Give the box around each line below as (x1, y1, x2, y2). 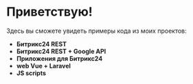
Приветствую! (6, 4, 93, 20)
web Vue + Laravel (16, 61, 71, 70)
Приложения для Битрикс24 (16, 54, 103, 62)
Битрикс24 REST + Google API (16, 47, 106, 55)
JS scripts (16, 69, 46, 77)
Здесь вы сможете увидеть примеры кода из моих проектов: (6, 27, 187, 35)
